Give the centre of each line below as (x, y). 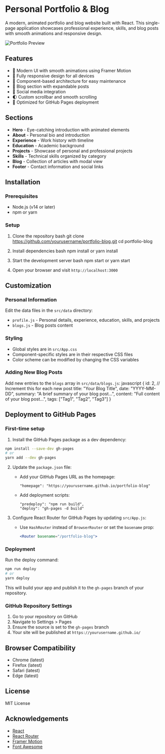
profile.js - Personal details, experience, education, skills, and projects (86, 320)
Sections (19, 118)
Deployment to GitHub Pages (51, 415)
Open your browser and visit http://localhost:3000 (65, 270)
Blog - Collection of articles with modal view (57, 161)
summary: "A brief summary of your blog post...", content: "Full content (88, 394)
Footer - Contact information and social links (58, 167)
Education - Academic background (48, 145)
